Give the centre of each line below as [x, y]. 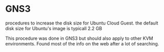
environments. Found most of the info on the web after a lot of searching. [82, 43]
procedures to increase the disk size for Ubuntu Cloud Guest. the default [82, 23]
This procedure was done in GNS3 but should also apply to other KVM [79, 38]
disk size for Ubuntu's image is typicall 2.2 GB [54, 28]
